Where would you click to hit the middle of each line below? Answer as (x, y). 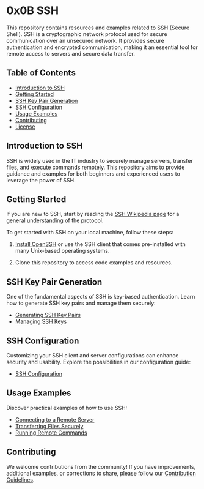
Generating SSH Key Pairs (48, 315)
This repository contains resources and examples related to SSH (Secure (98, 28)
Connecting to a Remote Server (55, 419)
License (25, 127)
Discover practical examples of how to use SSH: (67, 408)
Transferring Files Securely (49, 426)
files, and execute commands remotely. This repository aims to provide (96, 167)
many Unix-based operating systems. (62, 251)
